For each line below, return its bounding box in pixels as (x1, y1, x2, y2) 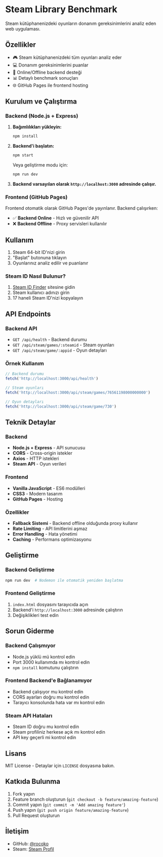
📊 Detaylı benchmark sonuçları (12, 75, 78, 81)
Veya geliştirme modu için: (12, 162, 68, 168)
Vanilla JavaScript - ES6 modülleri (12, 485, 86, 491)
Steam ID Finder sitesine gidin (12, 284, 75, 290)
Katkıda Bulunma (5, 777, 61, 786)
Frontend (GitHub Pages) (5, 193, 68, 201)
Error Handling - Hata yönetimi (12, 531, 77, 537)
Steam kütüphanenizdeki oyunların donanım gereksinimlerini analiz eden (5, 20, 156, 26)
